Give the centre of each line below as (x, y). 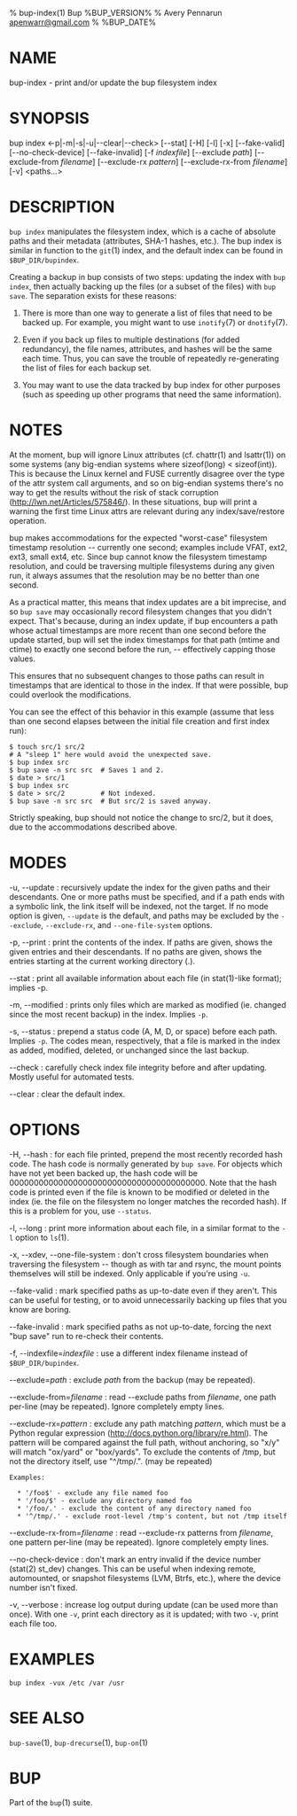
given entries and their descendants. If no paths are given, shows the (136, 951)
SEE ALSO (47, 1718)
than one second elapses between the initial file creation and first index (140, 721)
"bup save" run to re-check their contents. (86, 1336)
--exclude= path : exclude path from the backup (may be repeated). (132, 1380)
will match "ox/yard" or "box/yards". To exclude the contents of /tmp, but (143, 1452)
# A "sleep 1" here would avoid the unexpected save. (111, 754)
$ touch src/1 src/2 (47, 747)
